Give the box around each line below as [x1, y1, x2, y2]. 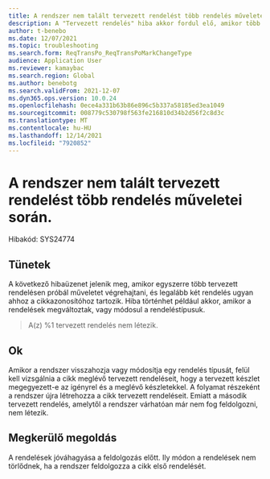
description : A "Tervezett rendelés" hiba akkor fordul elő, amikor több [8, 19, 261, 27]
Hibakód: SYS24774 [8, 234, 75, 244]
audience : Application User [8, 57, 103, 65]
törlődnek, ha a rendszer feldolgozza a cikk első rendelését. [8, 460, 207, 471]
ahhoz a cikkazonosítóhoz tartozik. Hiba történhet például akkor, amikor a [8, 296, 252, 306]
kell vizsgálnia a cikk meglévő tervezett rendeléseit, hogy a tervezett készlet [8, 374, 260, 383]
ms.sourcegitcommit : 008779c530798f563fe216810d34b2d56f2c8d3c [8, 109, 225, 118]
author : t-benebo [8, 27, 67, 35]
